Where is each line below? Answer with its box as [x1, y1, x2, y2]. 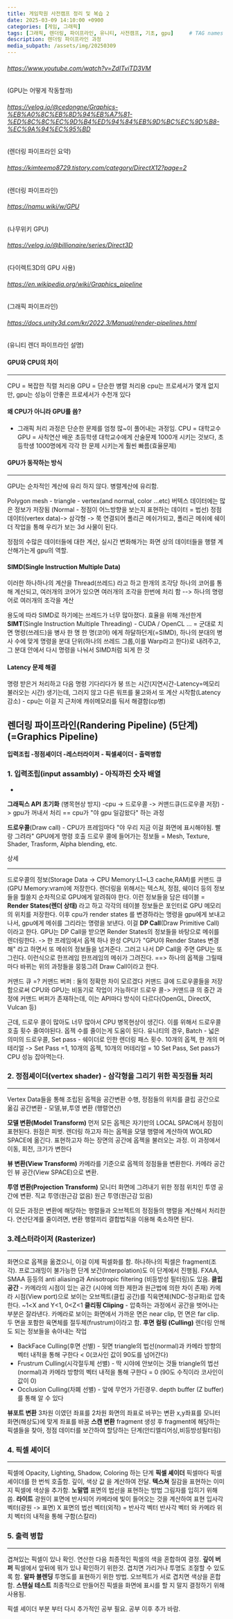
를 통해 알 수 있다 [17, 1394, 64, 1402]
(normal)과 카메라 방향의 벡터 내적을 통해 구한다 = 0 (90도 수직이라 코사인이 [17, 1368, 224, 1376]
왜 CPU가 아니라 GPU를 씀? [7, 407, 82, 416]
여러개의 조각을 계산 [19, 596, 74, 605]
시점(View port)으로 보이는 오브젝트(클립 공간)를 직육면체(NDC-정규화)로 [14, 1292, 213, 1301]
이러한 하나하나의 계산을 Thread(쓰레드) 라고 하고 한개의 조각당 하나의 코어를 [7, 579, 216, 587]
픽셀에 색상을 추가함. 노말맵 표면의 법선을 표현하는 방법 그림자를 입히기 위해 [14, 1486, 218, 1495]
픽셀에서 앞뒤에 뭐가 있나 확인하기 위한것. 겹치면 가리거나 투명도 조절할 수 [14, 1563, 213, 1572]
